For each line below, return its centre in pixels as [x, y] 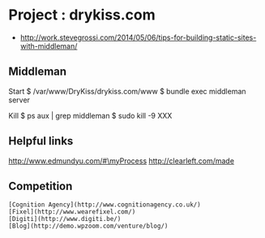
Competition [41, 186]
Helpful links [41, 141]
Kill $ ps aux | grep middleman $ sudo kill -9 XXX [90, 115]
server [19, 100]
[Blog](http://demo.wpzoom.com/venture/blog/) [88, 226]
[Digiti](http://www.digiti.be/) [65, 219]
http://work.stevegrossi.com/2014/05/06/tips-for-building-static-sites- [138, 37]
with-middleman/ [49, 45]
